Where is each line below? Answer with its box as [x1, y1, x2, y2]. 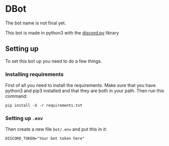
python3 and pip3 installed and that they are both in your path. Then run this [5, 87, 164, 94]
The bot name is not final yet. [5, 20, 66, 26]
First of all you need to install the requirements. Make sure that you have [5, 82, 156, 89]
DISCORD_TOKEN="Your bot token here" [5, 136, 85, 141]
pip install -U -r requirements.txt [5, 103, 82, 108]
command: [5, 93, 28, 99]
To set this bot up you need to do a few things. [5, 58, 102, 64]
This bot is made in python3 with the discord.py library [5, 30, 119, 36]
